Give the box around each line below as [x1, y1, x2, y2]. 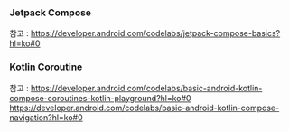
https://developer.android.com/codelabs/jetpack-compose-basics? [30, 28, 281, 39]
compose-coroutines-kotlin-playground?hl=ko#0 [9, 92, 191, 103]
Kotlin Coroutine [9, 61, 83, 73]
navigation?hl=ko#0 [9, 111, 83, 123]
